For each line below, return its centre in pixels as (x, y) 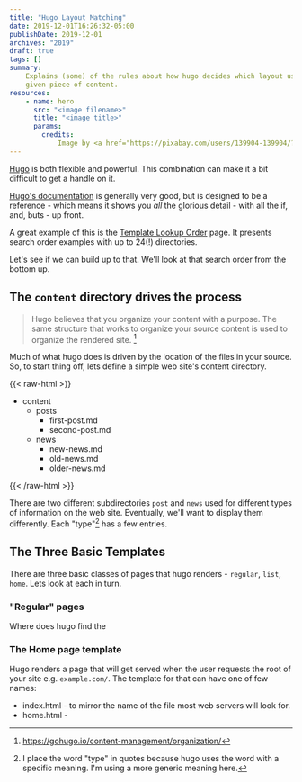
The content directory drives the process (126, 297)
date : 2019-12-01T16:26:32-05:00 (72, 26)
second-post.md (80, 430)
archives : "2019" (42, 43)
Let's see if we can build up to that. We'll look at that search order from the (148, 259)
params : (48, 127)
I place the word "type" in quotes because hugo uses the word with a (151, 759)
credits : (58, 135)
